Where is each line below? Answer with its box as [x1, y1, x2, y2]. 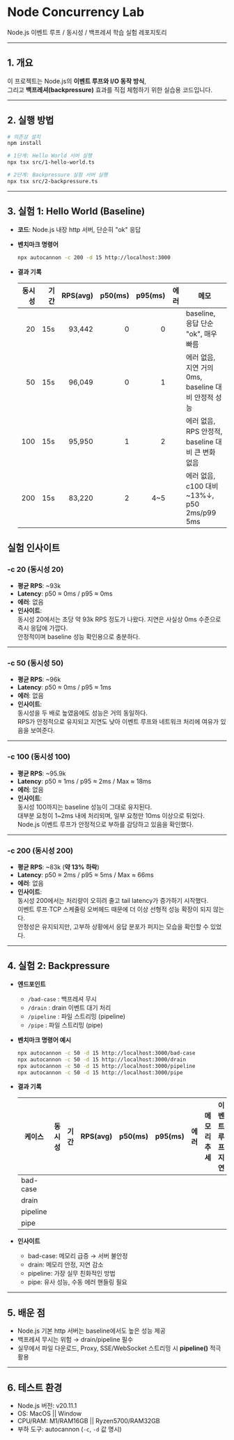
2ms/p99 [185, 508, 217, 518]
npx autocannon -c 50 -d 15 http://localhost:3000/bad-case [17, 1049, 196, 1056]
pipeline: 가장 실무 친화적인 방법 [27, 1269, 116, 1278]
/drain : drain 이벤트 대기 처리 [27, 1003, 111, 1012]
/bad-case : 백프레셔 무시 [27, 994, 97, 1003]
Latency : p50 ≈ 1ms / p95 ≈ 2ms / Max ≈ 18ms [17, 777, 152, 785]
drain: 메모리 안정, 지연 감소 [27, 1260, 104, 1269]
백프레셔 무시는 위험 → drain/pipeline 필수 [17, 1336, 134, 1344]
